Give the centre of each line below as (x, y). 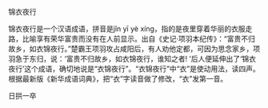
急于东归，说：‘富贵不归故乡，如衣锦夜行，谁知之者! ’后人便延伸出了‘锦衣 (135, 59)
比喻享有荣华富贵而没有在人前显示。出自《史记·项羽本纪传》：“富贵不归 (139, 39)
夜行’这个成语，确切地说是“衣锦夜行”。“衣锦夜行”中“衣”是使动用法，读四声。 (134, 69)
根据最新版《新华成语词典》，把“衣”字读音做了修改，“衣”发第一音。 (118, 79)
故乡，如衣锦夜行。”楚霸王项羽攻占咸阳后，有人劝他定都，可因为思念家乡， (131, 49)
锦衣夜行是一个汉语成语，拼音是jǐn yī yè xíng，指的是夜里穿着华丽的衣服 (127, 29)
